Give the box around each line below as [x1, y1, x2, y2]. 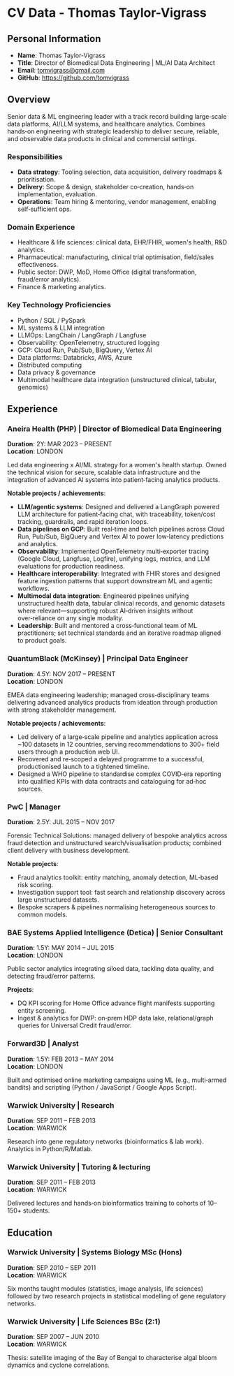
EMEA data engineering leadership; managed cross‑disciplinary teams [7, 690, 210, 699]
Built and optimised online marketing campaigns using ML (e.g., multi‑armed [7, 1076, 227, 1084]
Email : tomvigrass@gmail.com [17, 66, 105, 74]
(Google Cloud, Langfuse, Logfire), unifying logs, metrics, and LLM [17, 555, 210, 563]
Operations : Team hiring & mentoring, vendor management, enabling [17, 198, 217, 206]
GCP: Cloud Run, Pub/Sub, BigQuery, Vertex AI [17, 346, 152, 354]
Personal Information [7, 33, 101, 45]
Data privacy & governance [17, 368, 96, 376]
